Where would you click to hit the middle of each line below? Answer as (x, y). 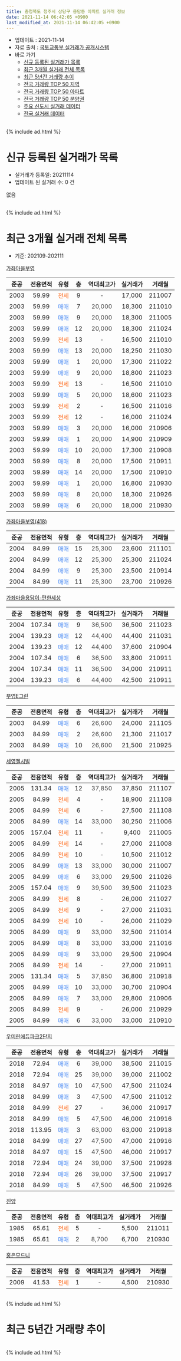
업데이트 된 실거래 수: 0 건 (45, 182)
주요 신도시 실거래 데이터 (52, 106)
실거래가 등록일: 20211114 (44, 175)
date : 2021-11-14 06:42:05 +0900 (47, 17)
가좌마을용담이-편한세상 (34, 598)
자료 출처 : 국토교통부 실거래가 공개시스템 (62, 47)
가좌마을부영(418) (27, 522)
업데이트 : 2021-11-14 (40, 40)
